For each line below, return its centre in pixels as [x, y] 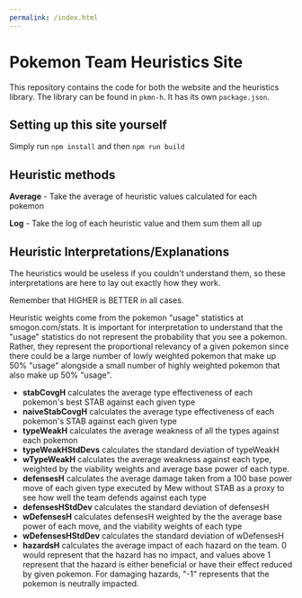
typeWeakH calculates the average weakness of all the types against [151, 431]
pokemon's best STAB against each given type [109, 402]
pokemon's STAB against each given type [99, 421]
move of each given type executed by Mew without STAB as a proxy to [153, 488]
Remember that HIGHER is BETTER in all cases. [97, 300]
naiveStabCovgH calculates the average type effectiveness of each [148, 411]
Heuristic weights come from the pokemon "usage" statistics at [127, 317]
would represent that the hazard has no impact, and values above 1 [147, 555]
